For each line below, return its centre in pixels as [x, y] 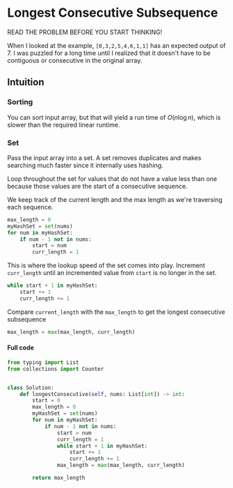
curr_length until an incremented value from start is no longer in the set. [112, 273]
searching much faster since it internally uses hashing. [85, 165]
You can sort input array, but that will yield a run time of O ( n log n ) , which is [114, 117]
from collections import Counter [56, 369]
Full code [21, 348]
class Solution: [31, 388]
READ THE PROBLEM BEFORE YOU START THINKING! [85, 32]
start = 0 [46, 401]
